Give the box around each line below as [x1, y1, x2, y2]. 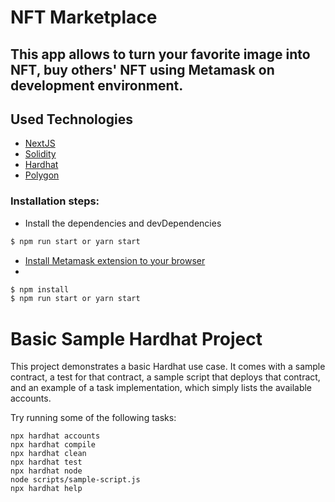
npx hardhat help [10, 484, 83, 494]
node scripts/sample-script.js [10, 475, 141, 485]
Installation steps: [10, 194, 100, 208]
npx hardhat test [10, 457, 83, 468]
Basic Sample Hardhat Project [10, 327, 263, 350]
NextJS [24, 137, 56, 150]
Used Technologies [10, 111, 133, 128]
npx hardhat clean [10, 449, 87, 459]
